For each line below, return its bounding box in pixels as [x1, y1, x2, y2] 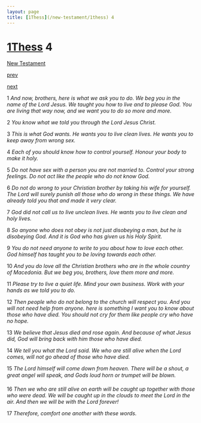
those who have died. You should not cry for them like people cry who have [7, 311, 193, 318]
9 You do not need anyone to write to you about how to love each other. [7, 245, 184, 252]
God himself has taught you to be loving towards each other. [7, 251, 157, 258]
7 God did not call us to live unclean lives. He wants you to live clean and [7, 209, 187, 216]
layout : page [7, 8, 39, 15]
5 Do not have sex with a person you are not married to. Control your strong [7, 166, 194, 174]
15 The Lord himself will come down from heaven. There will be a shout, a [7, 365, 189, 372]
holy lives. [7, 215, 32, 222]
